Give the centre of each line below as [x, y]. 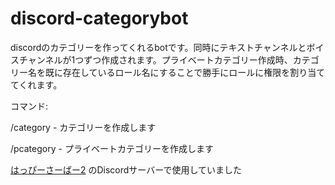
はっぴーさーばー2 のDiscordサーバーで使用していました [126, 169]
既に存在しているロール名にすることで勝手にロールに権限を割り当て [185, 72]
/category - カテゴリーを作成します [83, 127]
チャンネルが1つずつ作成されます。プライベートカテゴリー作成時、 [155, 59]
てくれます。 [36, 84]
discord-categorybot [99, 18]
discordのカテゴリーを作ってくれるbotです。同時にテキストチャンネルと [158, 47]
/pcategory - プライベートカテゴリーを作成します [112, 148]
